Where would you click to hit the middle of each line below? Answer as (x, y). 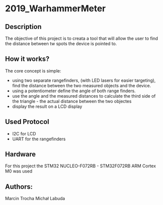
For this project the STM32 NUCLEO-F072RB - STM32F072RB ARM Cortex (81, 166)
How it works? (27, 59)
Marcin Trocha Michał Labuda (35, 199)
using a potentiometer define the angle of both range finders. (74, 91)
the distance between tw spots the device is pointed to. (61, 44)
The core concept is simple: (33, 71)
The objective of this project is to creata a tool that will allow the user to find (81, 38)
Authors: (19, 187)
